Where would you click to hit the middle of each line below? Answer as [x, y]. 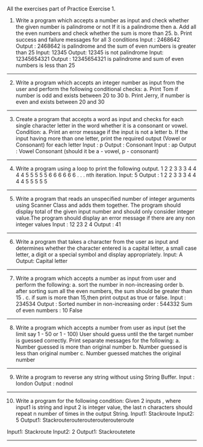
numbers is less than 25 [45, 65]
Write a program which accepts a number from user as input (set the [101, 328]
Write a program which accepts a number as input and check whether [102, 20]
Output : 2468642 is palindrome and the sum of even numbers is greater [106, 46]
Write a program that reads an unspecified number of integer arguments [105, 199]
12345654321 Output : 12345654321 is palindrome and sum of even [100, 59]
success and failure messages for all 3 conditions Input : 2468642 [98, 40]
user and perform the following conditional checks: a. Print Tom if [97, 89]
